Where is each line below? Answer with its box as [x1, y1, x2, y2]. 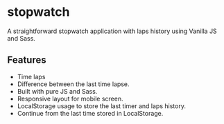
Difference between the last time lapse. [17, 80, 130, 88]
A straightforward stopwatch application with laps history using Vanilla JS [7, 27, 217, 35]
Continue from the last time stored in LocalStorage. [17, 109, 164, 117]
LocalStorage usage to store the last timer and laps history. [17, 101, 186, 110]
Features [7, 54, 46, 66]
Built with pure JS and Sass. [17, 87, 98, 95]
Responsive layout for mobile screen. [17, 94, 123, 103]
